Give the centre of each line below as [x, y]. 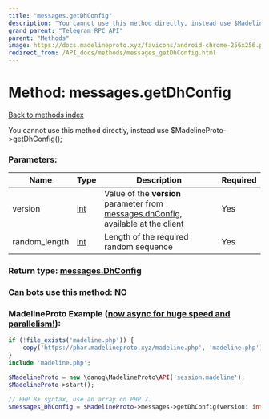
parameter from [134, 203]
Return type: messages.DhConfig [75, 271]
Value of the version [143, 194]
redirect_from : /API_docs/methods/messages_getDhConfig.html [112, 53]
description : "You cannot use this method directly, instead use [119, 23]
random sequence [139, 247]
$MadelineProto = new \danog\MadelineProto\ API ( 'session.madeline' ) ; [127, 377]
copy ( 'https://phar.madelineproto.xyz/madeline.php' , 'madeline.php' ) [143, 348]
